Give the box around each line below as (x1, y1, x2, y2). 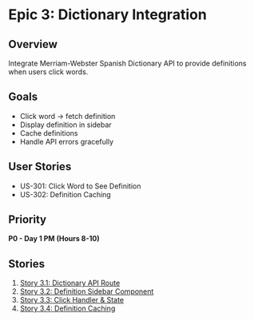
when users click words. (8, 67, 89, 77)
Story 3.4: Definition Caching (19, 303, 116, 313)
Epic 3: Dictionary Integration (8, 6, 208, 24)
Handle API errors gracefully (19, 137, 114, 146)
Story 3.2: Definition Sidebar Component (19, 287, 154, 296)
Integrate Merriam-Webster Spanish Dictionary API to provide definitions (8, 58, 247, 68)
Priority (8, 213, 46, 227)
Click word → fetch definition (19, 111, 116, 121)
